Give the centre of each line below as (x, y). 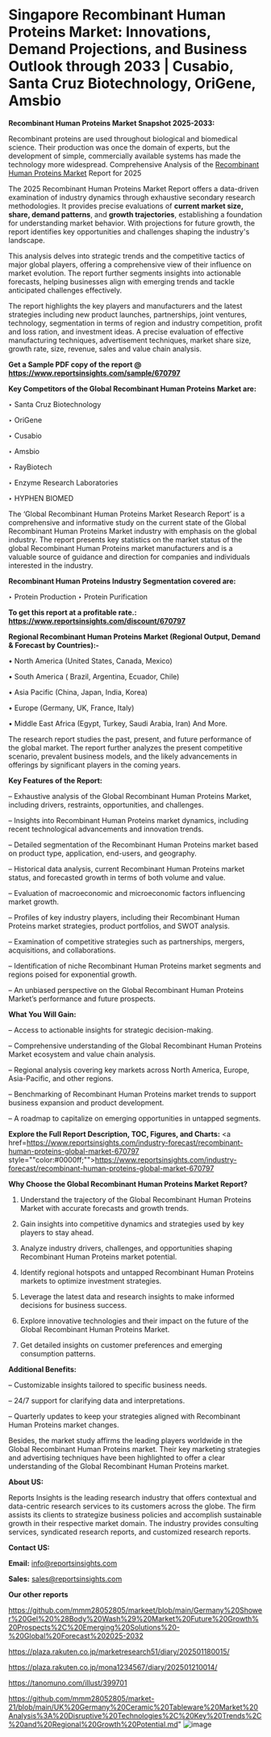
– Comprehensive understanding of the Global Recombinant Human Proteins (135, 1045)
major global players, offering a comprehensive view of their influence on (130, 264)
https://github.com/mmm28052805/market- (81, 1698)
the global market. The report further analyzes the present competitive (126, 747)
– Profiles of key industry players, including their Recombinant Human (124, 917)
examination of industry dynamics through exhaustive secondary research (132, 197)
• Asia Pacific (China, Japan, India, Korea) (78, 692)
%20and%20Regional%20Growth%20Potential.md (94, 1724)
